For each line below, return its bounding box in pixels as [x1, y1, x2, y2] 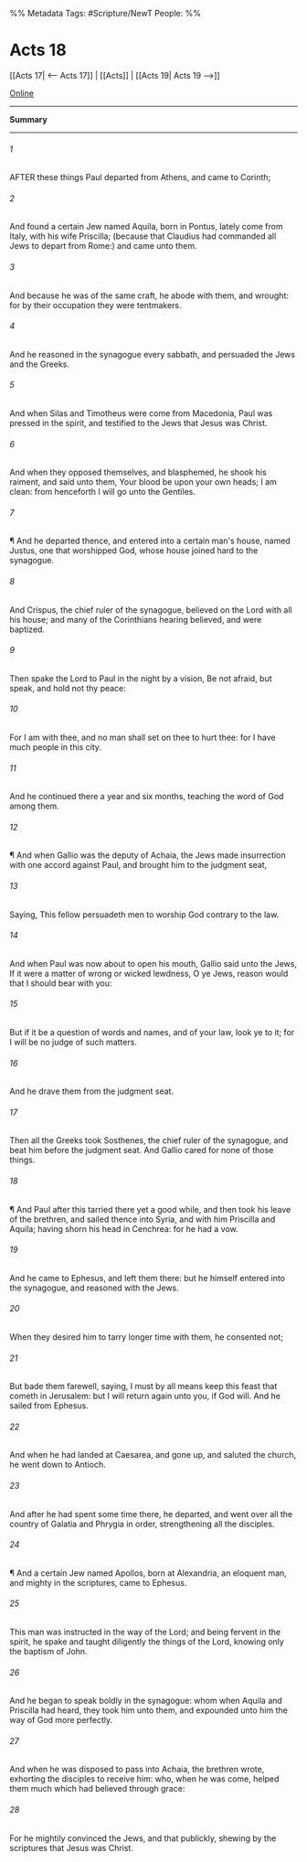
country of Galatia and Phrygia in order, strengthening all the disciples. [9, 1518, 275, 1529]
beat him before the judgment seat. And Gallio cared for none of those [9, 1145, 274, 1156]
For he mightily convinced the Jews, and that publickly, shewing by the [9, 1833, 277, 1844]
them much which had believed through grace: [9, 1783, 185, 1794]
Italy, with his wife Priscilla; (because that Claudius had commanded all [9, 230, 277, 241]
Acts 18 [9, 40, 67, 60]
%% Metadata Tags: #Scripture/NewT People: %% [9, 8, 201, 18]
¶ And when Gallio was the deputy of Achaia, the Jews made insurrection [9, 850, 286, 861]
